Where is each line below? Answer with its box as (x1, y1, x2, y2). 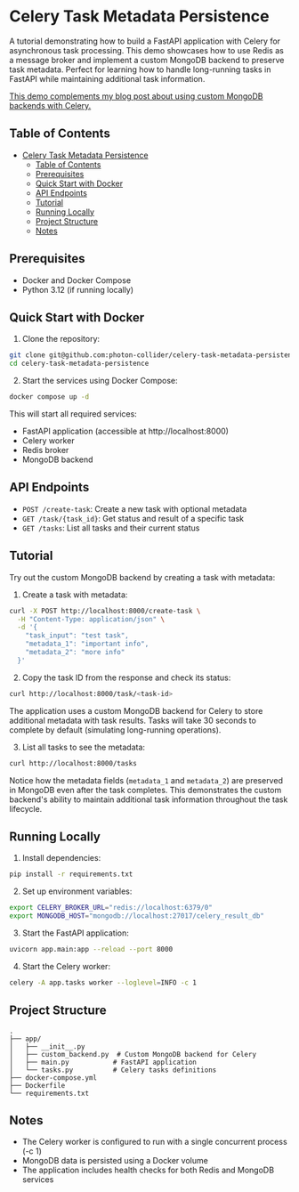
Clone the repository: (21, 334, 101, 345)
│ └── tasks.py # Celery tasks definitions (9, 1066, 217, 1074)
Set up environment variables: (21, 886, 133, 896)
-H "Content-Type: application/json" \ (17, 614, 166, 624)
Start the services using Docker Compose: (21, 376, 178, 386)
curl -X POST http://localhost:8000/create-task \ (9, 606, 201, 615)
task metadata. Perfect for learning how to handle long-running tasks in (9, 64, 271, 75)
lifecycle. (9, 803, 43, 814)
